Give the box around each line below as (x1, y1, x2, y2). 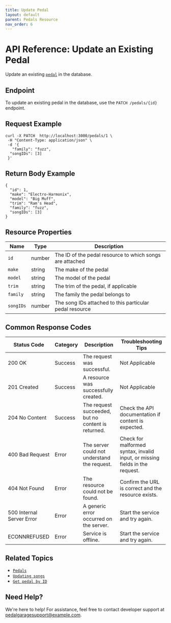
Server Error (8, 516, 37, 523)
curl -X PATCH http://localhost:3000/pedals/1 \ (5, 133, 113, 138)
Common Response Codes (5, 323, 92, 332)
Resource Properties (5, 228, 72, 237)
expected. (119, 424, 144, 431)
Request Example (5, 120, 62, 128)
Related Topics (5, 554, 53, 562)
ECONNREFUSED (8, 533, 50, 540)
